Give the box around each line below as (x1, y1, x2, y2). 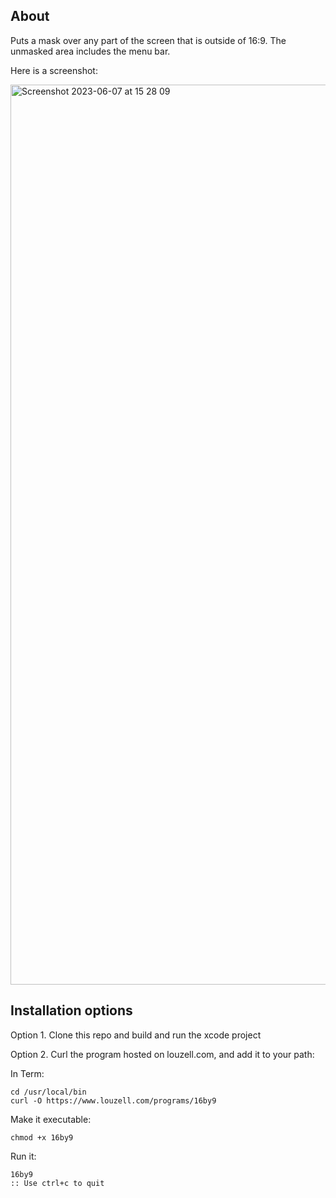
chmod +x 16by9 (10, 1132, 74, 1143)
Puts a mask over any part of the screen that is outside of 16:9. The (10, 34, 287, 46)
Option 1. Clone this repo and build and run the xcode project (10, 1029, 262, 1041)
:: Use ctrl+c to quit (10, 1178, 105, 1188)
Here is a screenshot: (10, 64, 98, 76)
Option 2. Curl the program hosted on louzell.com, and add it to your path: (10, 1048, 315, 1060)
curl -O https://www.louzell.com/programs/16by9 (10, 1095, 217, 1106)
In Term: (10, 1067, 45, 1079)
